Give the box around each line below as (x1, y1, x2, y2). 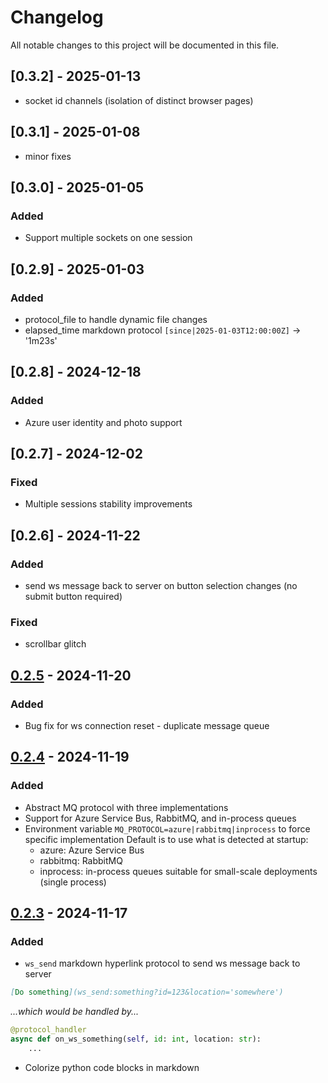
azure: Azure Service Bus (39, 844, 145, 856)
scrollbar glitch (24, 638, 87, 650)
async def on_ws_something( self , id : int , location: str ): (10, 1034, 262, 1045)
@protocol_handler (10, 1025, 87, 1035)
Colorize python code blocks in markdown (24, 1061, 200, 1073)
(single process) (39, 876, 107, 888)
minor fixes (24, 150, 72, 162)
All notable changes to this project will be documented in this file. (10, 39, 280, 51)
